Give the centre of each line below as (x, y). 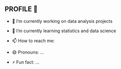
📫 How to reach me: (33, 41)
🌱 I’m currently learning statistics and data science (64, 31)
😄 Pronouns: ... (28, 52)
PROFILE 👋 (21, 9)
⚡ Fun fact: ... (25, 62)
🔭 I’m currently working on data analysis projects (62, 21)
